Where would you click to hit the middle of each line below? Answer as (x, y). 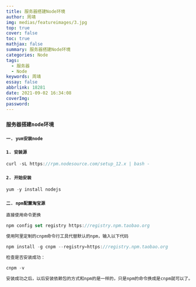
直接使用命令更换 (24, 215)
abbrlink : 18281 (26, 88)
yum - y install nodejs (34, 190)
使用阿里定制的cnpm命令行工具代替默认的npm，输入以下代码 (67, 236)
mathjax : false (24, 44)
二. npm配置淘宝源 (26, 203)
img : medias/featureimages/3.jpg (47, 22)
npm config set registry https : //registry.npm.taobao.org (78, 226)
